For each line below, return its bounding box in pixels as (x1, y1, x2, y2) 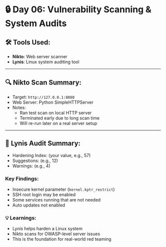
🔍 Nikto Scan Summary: (5, 79, 82, 87)
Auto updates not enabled (12, 202, 65, 208)
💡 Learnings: (5, 214, 37, 221)
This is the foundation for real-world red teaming (12, 236, 112, 242)
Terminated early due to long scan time (19, 115, 100, 121)
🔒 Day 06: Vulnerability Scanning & (5, 4, 152, 15)
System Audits (5, 18, 67, 29)
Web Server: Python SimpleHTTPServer (12, 99, 94, 105)
